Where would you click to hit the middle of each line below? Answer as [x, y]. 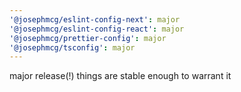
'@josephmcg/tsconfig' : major [72, 47]
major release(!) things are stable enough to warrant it [120, 76]
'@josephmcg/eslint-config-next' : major [95, 19]
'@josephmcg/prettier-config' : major [88, 38]
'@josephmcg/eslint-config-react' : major [97, 29]
